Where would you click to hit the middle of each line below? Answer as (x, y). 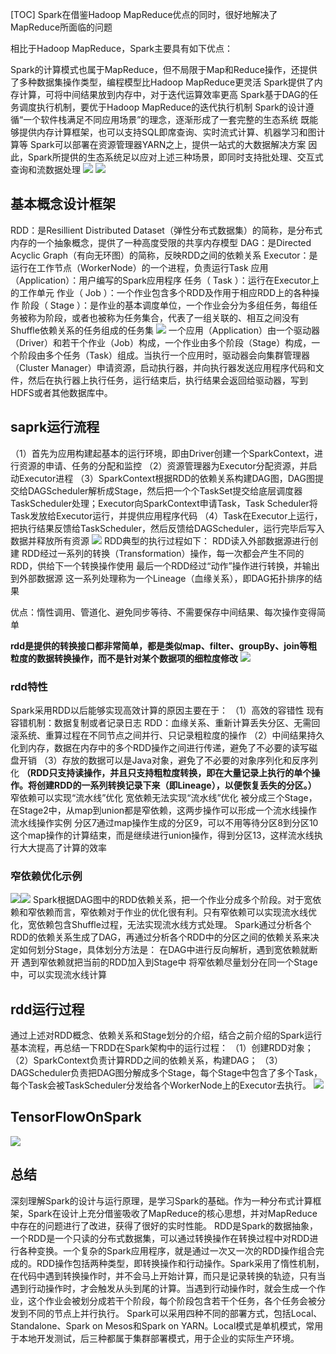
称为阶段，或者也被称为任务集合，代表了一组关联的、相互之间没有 (163, 317)
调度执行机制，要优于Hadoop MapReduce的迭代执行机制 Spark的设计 (162, 107)
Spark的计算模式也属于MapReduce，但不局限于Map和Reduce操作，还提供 (164, 69)
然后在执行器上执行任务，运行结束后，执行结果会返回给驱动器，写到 (167, 380)
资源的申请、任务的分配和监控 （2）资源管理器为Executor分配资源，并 (163, 465)
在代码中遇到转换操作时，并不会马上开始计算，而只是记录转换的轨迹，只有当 (168, 1275)
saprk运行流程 (55, 427)
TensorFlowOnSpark (76, 1117)
